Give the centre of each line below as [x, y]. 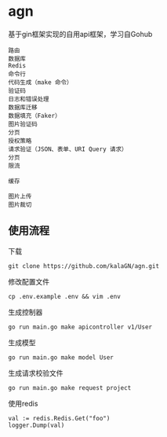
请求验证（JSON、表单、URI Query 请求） [68, 149]
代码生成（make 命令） [40, 82]
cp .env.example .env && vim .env [65, 296]
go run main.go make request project [70, 387]
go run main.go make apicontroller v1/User [80, 327]
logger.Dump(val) [36, 425]
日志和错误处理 [29, 99]
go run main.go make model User [61, 357]
